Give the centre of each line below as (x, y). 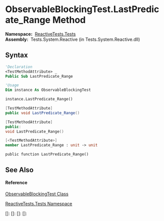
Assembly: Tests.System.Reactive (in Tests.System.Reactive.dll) (73, 39)
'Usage (12, 85)
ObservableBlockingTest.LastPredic (82, 9)
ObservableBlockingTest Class (37, 194)
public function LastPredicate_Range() (47, 154)
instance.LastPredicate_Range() (39, 99)
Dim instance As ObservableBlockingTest (48, 90)
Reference (16, 183)
